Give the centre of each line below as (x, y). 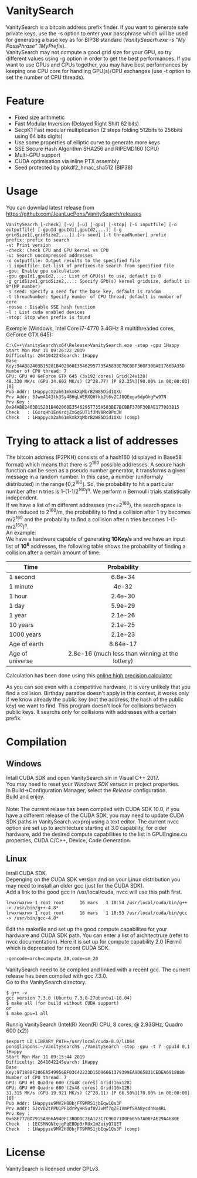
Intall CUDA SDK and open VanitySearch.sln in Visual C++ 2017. (83, 778)
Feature (25, 101)
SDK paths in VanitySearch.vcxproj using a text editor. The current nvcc (93, 822)
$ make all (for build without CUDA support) (62, 1003)
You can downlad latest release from (50, 207)
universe (21, 661)
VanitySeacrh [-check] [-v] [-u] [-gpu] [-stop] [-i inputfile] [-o (91, 224)
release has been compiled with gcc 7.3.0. (57, 975)
